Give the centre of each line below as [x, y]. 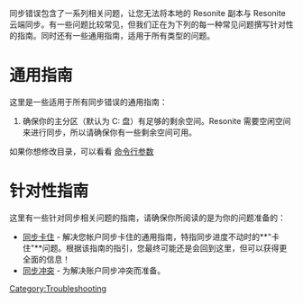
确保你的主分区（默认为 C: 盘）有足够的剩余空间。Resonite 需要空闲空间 [156, 120]
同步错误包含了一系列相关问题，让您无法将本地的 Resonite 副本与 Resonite [147, 13]
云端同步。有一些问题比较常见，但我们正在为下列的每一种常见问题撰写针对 [147, 24]
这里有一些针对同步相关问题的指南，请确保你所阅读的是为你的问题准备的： [147, 218]
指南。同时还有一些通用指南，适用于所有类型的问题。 [115, 36]
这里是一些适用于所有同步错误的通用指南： [88, 102]
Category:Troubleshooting [58, 288]
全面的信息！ [46, 259]
